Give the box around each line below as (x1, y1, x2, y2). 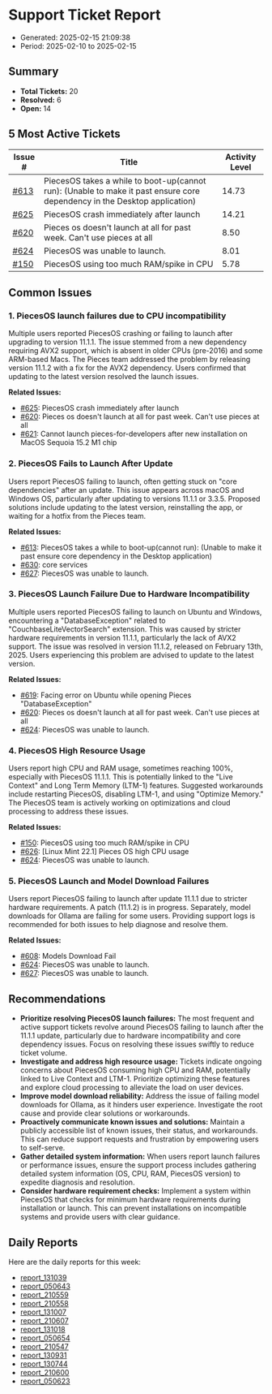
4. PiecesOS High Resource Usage (8, 744, 146, 756)
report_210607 (19, 1316, 69, 1326)
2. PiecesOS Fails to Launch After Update (8, 458, 173, 469)
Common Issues (8, 286, 92, 300)
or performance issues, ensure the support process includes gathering (19, 1160, 257, 1170)
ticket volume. (19, 1048, 67, 1058)
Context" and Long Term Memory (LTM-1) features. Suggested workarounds (8, 781, 264, 791)
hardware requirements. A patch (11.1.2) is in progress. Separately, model (8, 903, 251, 913)
